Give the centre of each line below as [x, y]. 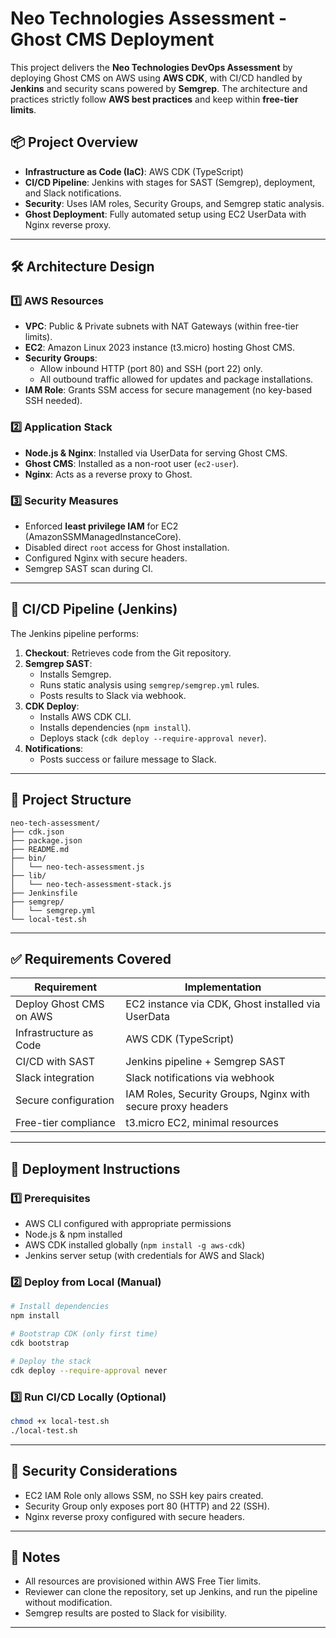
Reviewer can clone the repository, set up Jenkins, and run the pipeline [171, 1592]
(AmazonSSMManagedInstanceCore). [103, 537]
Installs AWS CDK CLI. [85, 716]
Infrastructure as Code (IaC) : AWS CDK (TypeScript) [134, 171]
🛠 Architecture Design [82, 267]
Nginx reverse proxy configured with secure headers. [135, 1516]
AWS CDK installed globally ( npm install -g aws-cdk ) [135, 1245]
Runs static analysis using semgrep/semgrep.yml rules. [149, 684]
